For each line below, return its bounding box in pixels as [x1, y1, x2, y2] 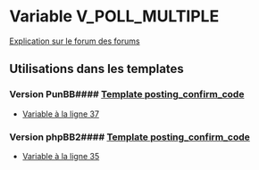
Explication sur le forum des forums [9, 36, 140, 46]
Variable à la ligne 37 [21, 109, 100, 119]
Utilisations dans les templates [9, 61, 185, 77]
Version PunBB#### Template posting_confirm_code [9, 88, 245, 101]
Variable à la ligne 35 [21, 150, 100, 161]
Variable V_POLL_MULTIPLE [9, 6, 220, 27]
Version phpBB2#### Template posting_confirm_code [9, 131, 250, 143]
